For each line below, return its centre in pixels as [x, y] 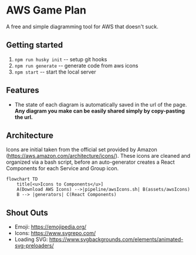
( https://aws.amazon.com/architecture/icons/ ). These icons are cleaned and [98, 156]
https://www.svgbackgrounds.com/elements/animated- [116, 240]
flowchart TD [22, 179]
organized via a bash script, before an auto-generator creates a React [90, 162]
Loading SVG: [31, 240]
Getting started [35, 45]
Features [23, 90]
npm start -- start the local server [55, 72]
